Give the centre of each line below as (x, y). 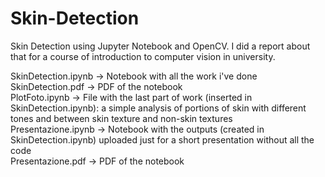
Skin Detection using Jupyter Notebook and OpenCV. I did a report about (160, 46)
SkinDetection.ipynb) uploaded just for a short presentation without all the (162, 139)
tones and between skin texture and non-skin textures (121, 118)
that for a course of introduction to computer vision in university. (143, 56)
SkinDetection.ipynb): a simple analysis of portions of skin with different (158, 108)
